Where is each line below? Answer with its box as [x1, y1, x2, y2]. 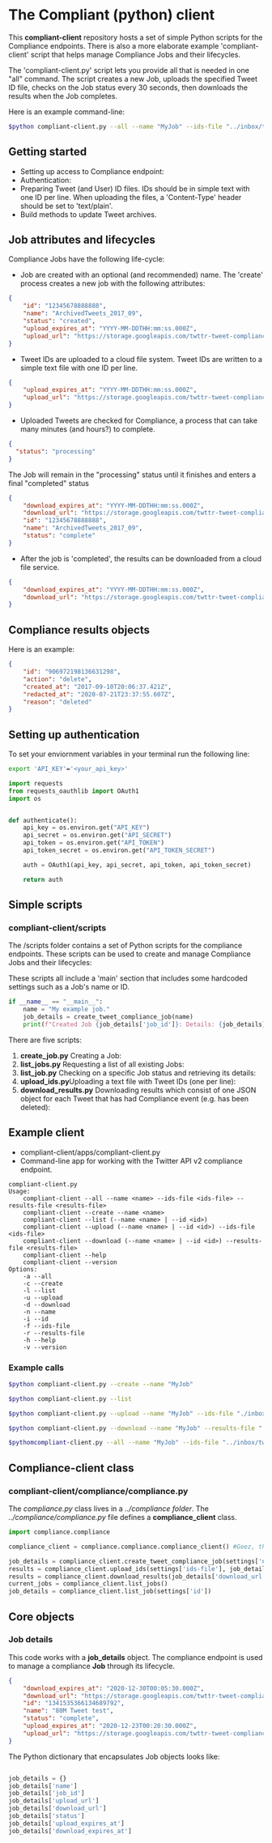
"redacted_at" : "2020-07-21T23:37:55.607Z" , [23, 690, 176, 698]
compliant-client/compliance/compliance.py [8, 1485, 189, 1496]
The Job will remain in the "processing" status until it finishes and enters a [8, 470, 257, 479]
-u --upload [23, 1293, 63, 1301]
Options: [8, 1265, 38, 1273]
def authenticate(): [8, 816, 79, 824]
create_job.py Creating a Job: [19, 1050, 122, 1060]
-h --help [23, 1336, 57, 1344]
